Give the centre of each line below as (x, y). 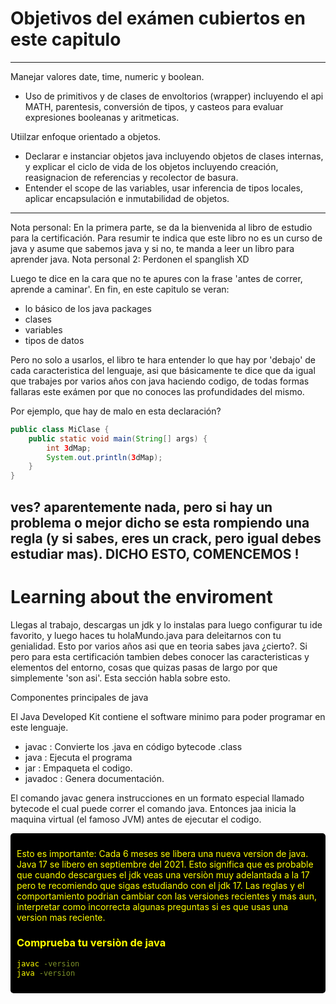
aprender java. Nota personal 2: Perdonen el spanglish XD (130, 259)
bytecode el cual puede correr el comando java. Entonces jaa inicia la (153, 808)
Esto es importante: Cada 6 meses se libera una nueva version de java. (162, 853)
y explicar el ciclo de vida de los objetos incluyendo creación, (151, 166)
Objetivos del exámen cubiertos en (158, 18)
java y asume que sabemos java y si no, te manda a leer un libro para (152, 248)
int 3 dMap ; (69, 448)
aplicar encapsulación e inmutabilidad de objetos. (127, 198)
